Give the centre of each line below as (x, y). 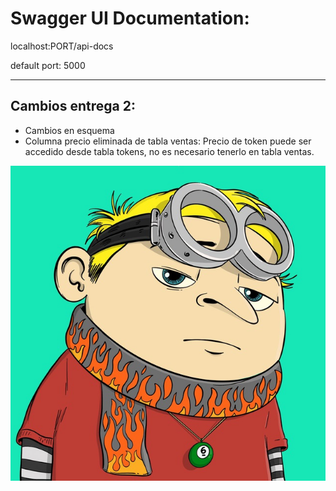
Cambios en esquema (69, 130)
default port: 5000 (48, 65)
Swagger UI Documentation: (130, 18)
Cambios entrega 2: (73, 106)
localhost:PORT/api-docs (62, 46)
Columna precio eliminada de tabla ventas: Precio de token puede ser (168, 141)
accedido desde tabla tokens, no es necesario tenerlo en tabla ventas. (169, 151)
